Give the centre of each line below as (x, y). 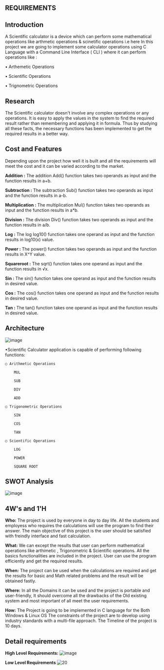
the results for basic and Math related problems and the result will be (74, 576)
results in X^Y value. (25, 254)
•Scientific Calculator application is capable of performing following (73, 349)
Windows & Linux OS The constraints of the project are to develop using (78, 616)
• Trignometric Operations (31, 86)
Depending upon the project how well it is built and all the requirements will (81, 161)
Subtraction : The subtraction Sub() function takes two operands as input (79, 190)
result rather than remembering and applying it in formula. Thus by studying (81, 123)
